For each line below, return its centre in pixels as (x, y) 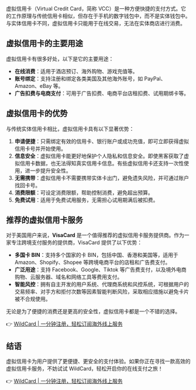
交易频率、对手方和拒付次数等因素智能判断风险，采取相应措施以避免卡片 (102, 291)
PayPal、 (155, 79)
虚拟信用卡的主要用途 (44, 44)
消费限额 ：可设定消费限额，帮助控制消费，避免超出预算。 (84, 192)
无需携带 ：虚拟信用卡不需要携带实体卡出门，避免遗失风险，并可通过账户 (102, 178)
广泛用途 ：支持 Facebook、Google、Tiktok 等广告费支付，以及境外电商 (100, 270)
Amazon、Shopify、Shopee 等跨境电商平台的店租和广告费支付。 (92, 262)
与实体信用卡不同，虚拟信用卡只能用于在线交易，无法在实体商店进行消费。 (96, 23)
